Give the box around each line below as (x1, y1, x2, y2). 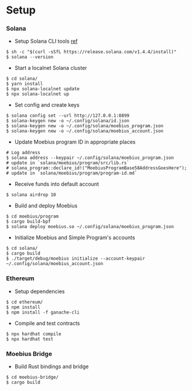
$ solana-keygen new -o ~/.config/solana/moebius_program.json (6, 123, 164, 129)
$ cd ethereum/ (6, 299, 43, 305)
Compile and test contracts (14, 319, 80, 327)
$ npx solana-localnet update (6, 86, 80, 92)
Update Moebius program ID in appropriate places (14, 138, 136, 145)
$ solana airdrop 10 (6, 192, 57, 198)
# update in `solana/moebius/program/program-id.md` (6, 171, 138, 176)
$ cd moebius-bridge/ (6, 375, 59, 380)
